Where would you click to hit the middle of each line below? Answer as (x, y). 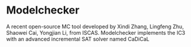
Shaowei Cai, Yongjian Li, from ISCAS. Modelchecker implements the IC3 (96, 32)
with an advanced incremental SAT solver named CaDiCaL (78, 39)
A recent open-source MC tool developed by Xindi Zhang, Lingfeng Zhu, (95, 26)
